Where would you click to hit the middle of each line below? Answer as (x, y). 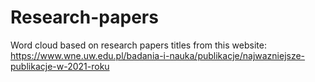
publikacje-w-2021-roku (60, 66)
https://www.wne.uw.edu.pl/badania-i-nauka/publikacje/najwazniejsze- (158, 55)
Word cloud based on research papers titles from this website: (138, 45)
